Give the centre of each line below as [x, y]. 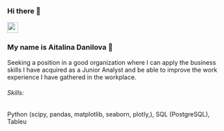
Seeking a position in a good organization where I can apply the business [112, 62]
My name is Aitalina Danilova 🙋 [60, 48]
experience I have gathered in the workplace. [72, 77]
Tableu [17, 121]
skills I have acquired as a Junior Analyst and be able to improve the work [112, 70]
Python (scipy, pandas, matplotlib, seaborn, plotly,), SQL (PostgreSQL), [109, 114]
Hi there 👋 [24, 11]
